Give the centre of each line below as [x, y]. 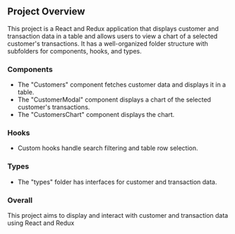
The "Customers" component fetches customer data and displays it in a [122, 85]
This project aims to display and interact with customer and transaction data [118, 215]
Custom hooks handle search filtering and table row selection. [108, 148]
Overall [20, 200]
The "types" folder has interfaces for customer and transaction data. [117, 182]
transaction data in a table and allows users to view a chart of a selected [113, 36]
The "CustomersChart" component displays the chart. [96, 115]
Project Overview [46, 12]
